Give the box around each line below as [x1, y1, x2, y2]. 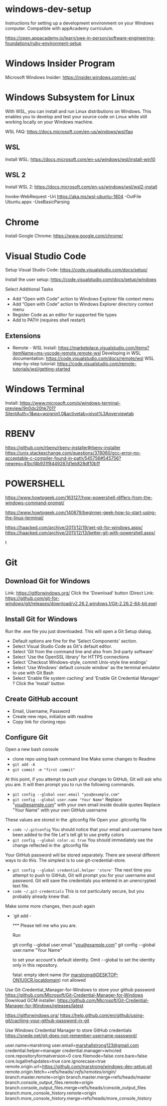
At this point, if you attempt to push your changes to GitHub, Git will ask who [5, 776, 162, 782]
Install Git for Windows [5, 615, 78, 623]
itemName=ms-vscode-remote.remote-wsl [12, 350, 101, 356]
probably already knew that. [12, 893, 70, 899]
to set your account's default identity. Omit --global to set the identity [12, 957, 156, 963]
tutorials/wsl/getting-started [12, 366, 71, 372]
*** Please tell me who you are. [12, 922, 77, 929]
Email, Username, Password [12, 708, 70, 714]
